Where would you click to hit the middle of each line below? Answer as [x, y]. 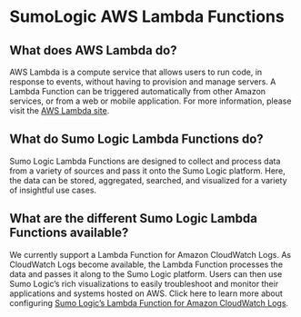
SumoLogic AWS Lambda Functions [147, 17]
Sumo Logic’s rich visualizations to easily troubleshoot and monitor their [144, 283]
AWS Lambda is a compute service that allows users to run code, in [136, 72]
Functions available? [69, 233]
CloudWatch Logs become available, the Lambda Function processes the [146, 264]
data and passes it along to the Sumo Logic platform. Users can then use [146, 273]
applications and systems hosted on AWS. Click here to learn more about [146, 293]
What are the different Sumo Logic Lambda [133, 218]
